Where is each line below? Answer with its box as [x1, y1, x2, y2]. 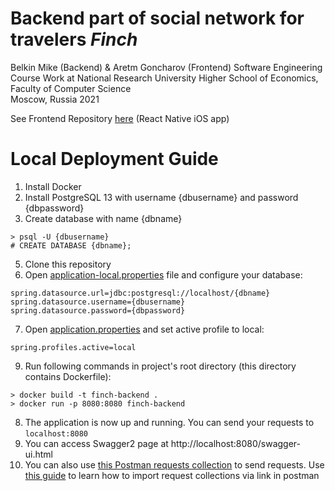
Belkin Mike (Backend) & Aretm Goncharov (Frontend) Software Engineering [10, 61, 323, 73]
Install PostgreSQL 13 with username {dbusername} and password [24, 191, 299, 203]
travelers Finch [10, 28, 138, 51]
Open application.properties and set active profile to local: [24, 323, 265, 335]
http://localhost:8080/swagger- [170, 437, 302, 449]
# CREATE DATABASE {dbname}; [10, 240, 132, 251]
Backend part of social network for [10, 7, 305, 30]
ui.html [24, 448, 54, 460]
